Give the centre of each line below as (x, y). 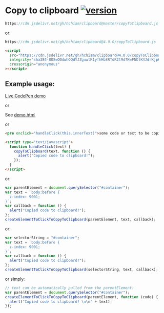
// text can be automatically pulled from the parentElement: (70, 288)
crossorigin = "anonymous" (35, 64)
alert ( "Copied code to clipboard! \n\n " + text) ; (61, 302)
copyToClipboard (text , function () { (52, 151)
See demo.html (20, 114)
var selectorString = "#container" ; (42, 238)
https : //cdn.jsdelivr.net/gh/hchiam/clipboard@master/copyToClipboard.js (82, 23)
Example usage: (30, 84)
